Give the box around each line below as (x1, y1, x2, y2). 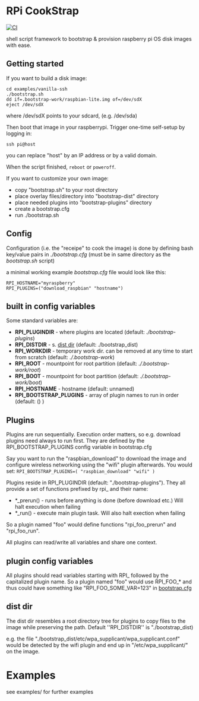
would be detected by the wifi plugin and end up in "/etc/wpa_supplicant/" (6, 641, 188, 648)
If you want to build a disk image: (6, 74, 87, 81)
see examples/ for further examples (6, 688, 94, 695)
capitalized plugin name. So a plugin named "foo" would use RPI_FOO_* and (6, 578, 192, 585)
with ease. (6, 42, 31, 49)
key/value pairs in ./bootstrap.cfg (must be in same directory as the (6, 250, 171, 258)
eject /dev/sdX (6, 101, 44, 107)
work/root (14, 366, 40, 373)
